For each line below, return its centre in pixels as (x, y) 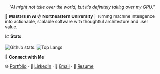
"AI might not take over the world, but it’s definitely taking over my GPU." (82, 7)
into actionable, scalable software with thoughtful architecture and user (77, 22)
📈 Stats (13, 36)
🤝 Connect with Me (25, 57)
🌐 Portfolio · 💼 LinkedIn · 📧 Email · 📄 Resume (49, 66)
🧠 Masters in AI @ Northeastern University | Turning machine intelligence (80, 16)
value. (11, 27)
